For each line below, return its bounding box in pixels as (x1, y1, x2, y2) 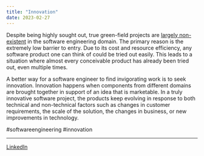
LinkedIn (6, 143, 28, 151)
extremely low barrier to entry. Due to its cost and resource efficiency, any (6, 44, 192, 52)
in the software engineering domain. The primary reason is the (27, 38, 184, 45)
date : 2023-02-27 (6, 15, 50, 21)
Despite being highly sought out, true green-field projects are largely (6, 31, 178, 38)
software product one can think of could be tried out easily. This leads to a (6, 50, 192, 58)
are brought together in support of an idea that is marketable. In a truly (6, 88, 183, 95)
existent (6, 38, 26, 45)
